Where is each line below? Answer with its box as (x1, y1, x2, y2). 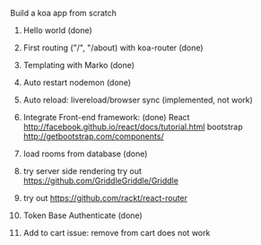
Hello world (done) (22, 25, 92, 35)
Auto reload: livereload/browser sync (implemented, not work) (22, 94, 254, 105)
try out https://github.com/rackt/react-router (22, 193, 187, 203)
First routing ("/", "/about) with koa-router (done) (22, 42, 204, 53)
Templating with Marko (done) (22, 60, 135, 70)
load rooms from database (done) (22, 148, 148, 159)
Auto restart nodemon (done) (22, 77, 132, 88)
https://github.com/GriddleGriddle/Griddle (22, 175, 178, 186)
